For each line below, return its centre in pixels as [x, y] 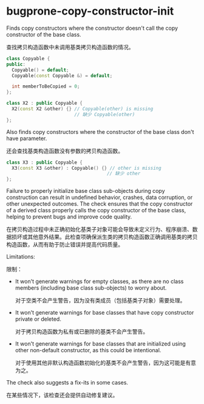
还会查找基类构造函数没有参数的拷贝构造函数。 [65, 151]
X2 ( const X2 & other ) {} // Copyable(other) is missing [83, 109]
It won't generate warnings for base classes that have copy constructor [104, 313]
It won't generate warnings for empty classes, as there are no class [99, 282]
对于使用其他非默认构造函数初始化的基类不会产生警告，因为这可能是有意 [105, 363]
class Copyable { [28, 58]
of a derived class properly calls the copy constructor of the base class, [96, 211]
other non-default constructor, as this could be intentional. [88, 350]
